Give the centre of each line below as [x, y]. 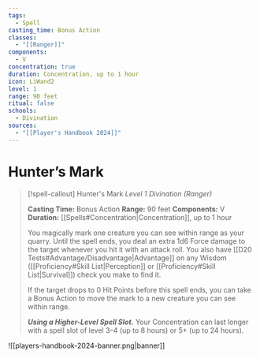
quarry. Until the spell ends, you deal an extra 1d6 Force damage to [136, 241]
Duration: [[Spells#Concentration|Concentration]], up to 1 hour [130, 217]
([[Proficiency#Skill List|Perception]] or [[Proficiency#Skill [121, 266]
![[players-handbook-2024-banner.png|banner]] [87, 345]
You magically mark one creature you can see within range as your [136, 233]
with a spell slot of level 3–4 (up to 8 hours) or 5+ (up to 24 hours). [136, 330]
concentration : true [42, 67]
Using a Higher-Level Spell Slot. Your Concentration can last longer [138, 322]
